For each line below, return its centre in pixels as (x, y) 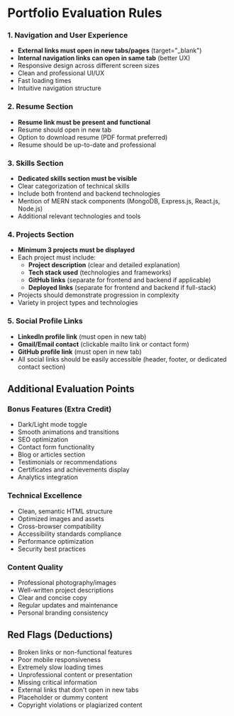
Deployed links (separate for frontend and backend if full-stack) (122, 288)
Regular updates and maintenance (68, 605)
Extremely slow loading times (61, 667)
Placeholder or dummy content (63, 697)
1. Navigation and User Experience (68, 35)
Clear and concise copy (52, 598)
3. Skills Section (35, 163)
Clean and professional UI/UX (61, 73)
